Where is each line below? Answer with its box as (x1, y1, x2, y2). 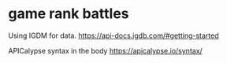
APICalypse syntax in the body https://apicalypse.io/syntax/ (8, 46, 203, 55)
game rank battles (8, 5, 129, 23)
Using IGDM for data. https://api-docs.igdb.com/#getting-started (8, 31, 219, 40)
